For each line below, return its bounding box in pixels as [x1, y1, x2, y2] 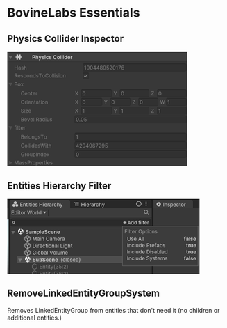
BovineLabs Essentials [7, 5, 140, 21]
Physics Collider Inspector [7, 33, 124, 45]
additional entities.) [7, 313, 62, 322]
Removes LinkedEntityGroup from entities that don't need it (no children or [7, 306, 220, 314]
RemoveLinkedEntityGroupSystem [7, 288, 160, 299]
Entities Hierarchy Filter [7, 180, 112, 192]
